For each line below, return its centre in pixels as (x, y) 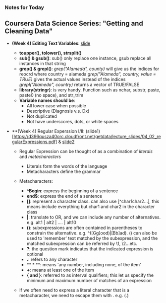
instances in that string (43, 63)
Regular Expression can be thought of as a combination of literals (86, 151)
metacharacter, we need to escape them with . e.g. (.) (74, 295)
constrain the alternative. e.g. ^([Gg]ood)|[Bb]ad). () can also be (92, 233)
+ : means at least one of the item (60, 270)
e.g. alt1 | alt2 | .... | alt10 (51, 222)
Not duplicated (42, 116)
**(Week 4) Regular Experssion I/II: (48, 131)
